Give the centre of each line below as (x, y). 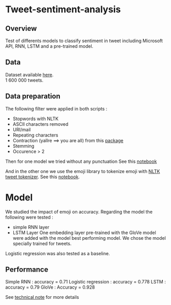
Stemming (24, 146)
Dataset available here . (29, 74)
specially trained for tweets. (42, 243)
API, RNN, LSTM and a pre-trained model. (49, 46)
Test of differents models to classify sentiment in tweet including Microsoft (84, 41)
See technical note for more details (42, 297)
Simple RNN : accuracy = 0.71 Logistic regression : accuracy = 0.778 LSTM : (86, 282)
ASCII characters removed (40, 124)
